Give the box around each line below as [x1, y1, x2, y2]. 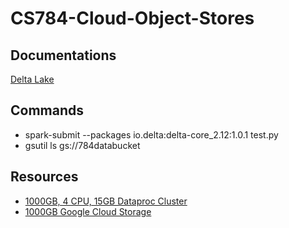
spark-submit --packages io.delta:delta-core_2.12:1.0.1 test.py [24, 128, 279, 141]
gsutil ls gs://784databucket [24, 139, 141, 151]
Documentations [10, 47, 117, 64]
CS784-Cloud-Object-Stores [10, 7, 255, 30]
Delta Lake [10, 73, 55, 85]
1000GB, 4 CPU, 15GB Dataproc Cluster [24, 195, 188, 207]
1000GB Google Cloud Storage [24, 205, 152, 217]
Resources [10, 168, 79, 186]
